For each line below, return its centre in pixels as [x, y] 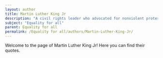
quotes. [13, 50]
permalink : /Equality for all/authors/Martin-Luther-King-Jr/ [69, 32]
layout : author [20, 9]
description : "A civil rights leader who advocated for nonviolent [75, 18]
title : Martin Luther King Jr [36, 14]
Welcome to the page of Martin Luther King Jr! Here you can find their [75, 45]
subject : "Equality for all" [34, 23]
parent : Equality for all [31, 27]
